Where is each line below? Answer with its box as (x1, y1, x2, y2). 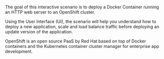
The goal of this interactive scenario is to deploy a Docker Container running (5, 4, 159, 10)
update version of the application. (5, 29, 73, 34)
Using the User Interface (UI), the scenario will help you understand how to (5, 19, 157, 24)
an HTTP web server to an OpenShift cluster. (5, 9, 95, 15)
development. (5, 48, 33, 54)
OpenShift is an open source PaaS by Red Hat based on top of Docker (5, 38, 146, 44)
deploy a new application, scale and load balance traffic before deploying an (5, 24, 160, 29)
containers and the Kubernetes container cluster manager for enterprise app (5, 44, 160, 49)
